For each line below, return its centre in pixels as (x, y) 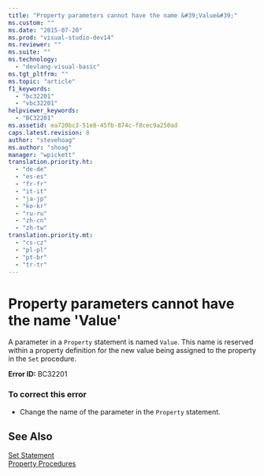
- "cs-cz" (31, 243)
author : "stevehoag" (42, 140)
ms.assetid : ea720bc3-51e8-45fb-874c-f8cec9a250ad (93, 125)
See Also (30, 437)
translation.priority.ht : (50, 162)
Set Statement (32, 456)
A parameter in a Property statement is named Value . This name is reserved (131, 342)
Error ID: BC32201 (38, 374)
